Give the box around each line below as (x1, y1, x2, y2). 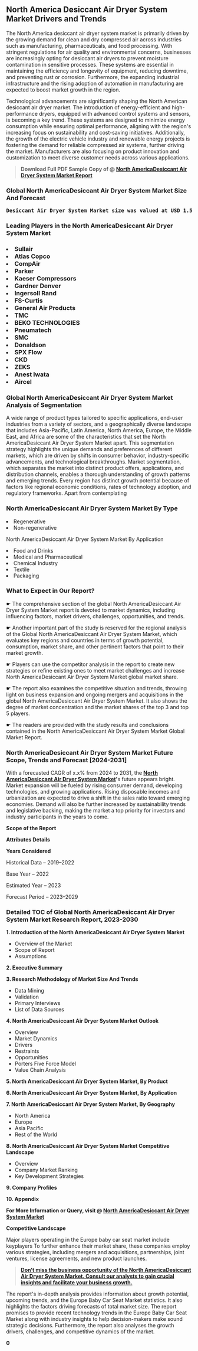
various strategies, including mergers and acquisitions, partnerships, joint (6, 1249, 184, 1256)
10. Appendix (6, 1196, 39, 1203)
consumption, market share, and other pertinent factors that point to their (6, 643, 184, 650)
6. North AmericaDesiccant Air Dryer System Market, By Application (6, 1089, 177, 1097)
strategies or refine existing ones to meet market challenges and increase (6, 667, 185, 674)
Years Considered (6, 847, 51, 855)
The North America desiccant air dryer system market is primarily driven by (6, 30, 190, 37)
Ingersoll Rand (14, 289, 57, 297)
